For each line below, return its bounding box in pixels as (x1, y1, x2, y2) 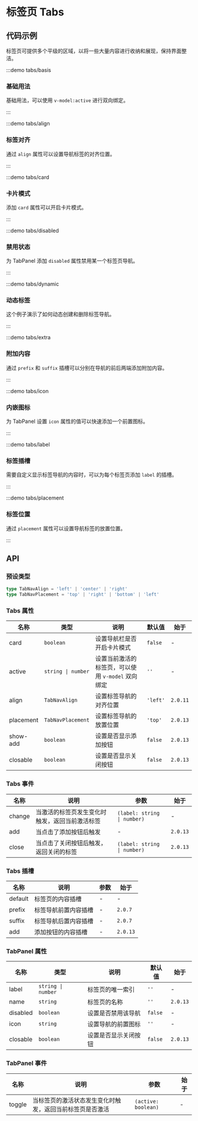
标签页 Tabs (6, 5, 64, 19)
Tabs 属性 (6, 607, 34, 615)
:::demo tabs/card (6, 173, 49, 180)
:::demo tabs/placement (6, 494, 64, 501)
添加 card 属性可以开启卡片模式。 (6, 204, 87, 211)
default (9, 895, 29, 902)
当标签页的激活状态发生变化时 (32, 1096, 115, 1105)
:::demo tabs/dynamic (6, 280, 60, 287)
